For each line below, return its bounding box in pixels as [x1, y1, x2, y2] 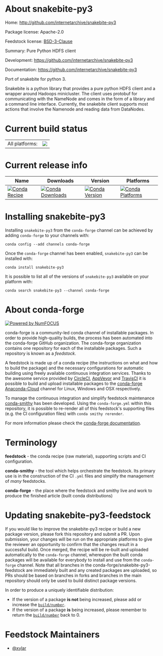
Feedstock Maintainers [5, 629, 100, 640]
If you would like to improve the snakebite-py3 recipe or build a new [5, 526, 141, 531]
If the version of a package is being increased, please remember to [12, 607, 147, 613]
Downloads [47, 177, 74, 184]
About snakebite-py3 [5, 3, 93, 15]
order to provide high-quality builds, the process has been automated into [5, 335, 153, 341]
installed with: [5, 255, 33, 261]
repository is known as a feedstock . [5, 350, 77, 356]
